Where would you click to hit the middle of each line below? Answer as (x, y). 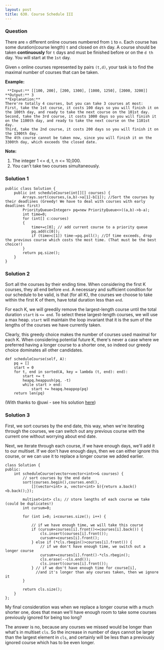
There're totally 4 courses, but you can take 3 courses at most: (74, 103)
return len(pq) (29, 394)
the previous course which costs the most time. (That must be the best (81, 240)
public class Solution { (30, 189)
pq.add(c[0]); (46, 232)
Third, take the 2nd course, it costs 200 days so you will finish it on (82, 129)
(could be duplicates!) (29, 504)
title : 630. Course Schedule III (39, 14)
